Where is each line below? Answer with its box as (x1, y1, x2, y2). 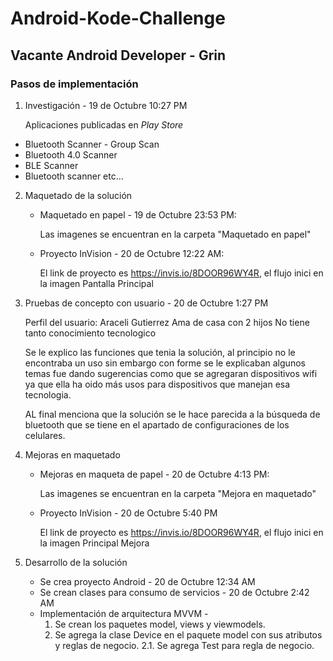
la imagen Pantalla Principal (39, 277, 154, 289)
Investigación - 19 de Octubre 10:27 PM (24, 99, 188, 111)
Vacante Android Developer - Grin (10, 47, 227, 64)
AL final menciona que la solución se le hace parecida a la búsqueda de (24, 408, 321, 420)
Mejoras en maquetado (24, 448, 121, 461)
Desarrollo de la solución (24, 556, 128, 568)
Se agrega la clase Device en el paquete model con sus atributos (54, 628, 323, 641)
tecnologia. (24, 388, 72, 401)
